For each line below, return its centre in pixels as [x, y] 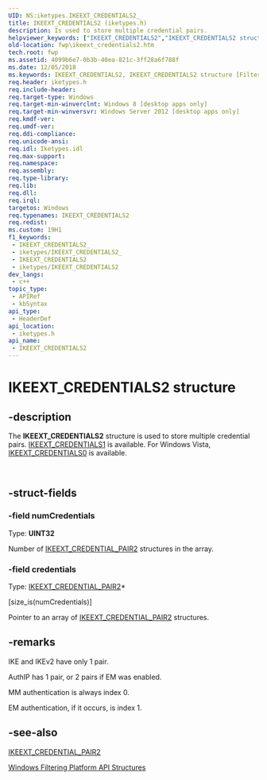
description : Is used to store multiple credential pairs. [108, 30]
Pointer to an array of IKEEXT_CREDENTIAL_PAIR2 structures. [109, 617]
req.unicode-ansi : [39, 141]
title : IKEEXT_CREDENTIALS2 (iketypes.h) [78, 23]
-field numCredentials [52, 516]
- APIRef [26, 297]
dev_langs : [26, 274]
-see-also [33, 733]
